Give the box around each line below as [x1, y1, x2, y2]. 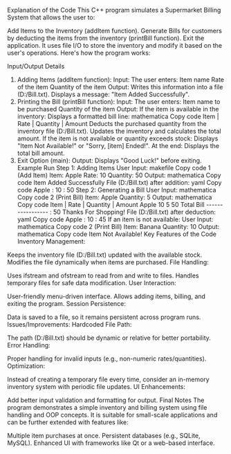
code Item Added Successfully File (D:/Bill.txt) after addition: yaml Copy [17, 179, 222, 186]
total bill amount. [17, 149, 65, 157]
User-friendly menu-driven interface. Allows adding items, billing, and [7, 292, 206, 300]
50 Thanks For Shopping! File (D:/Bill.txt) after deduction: [53, 208, 216, 216]
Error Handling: [7, 341, 50, 349]
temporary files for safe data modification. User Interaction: [7, 279, 176, 287]
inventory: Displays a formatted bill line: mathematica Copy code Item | [17, 112, 219, 120]
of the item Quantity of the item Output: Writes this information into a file [17, 83, 223, 91]
